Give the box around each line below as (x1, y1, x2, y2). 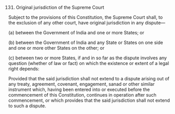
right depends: (8, 66, 40, 72)
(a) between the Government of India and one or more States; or (8, 30, 144, 35)
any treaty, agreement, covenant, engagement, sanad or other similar (8, 81, 155, 87)
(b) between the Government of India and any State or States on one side (8, 39, 163, 45)
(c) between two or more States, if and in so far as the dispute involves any (8, 55, 167, 61)
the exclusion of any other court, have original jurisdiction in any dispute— (8, 20, 166, 26)
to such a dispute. (8, 103, 47, 109)
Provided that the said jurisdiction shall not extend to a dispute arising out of (8, 76, 170, 81)
